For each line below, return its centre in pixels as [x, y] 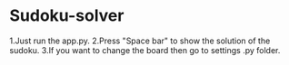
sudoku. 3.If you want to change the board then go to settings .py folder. [145, 50]
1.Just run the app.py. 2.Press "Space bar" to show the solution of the [140, 41]
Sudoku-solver [67, 16]
